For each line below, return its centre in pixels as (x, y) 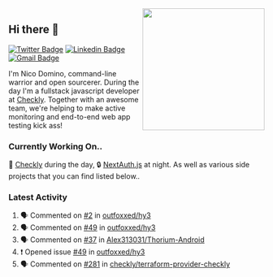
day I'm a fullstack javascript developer (74, 91)
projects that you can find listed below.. (74, 176)
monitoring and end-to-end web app (69, 116)
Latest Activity (38, 197)
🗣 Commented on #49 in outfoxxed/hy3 (88, 227)
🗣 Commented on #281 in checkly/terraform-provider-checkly (125, 264)
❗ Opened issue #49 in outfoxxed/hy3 (82, 252)
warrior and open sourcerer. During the (74, 82)
